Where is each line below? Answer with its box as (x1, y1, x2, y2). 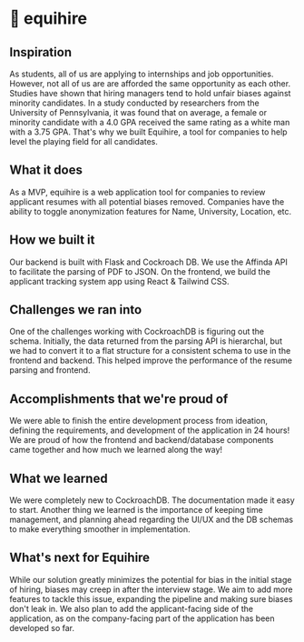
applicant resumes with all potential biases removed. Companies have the (9, 196, 285, 207)
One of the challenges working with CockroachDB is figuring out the (9, 326, 265, 337)
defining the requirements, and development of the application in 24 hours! (9, 425, 290, 436)
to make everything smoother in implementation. (9, 524, 191, 535)
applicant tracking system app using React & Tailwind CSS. (9, 276, 230, 286)
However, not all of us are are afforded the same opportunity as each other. (9, 78, 291, 89)
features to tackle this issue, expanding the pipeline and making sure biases (9, 593, 293, 604)
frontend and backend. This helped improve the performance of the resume (9, 355, 293, 366)
